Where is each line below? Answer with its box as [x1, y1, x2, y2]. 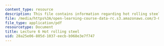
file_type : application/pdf [5, 20, 62, 25]
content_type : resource [5, 7, 54, 12]
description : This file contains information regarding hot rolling [5, 11, 147, 16]
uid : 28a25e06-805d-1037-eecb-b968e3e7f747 [5, 34, 95, 39]
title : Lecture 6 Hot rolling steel [5, 29, 80, 34]
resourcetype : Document [5, 25, 54, 30]
